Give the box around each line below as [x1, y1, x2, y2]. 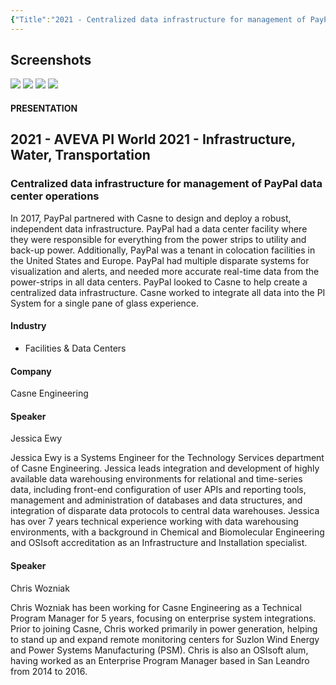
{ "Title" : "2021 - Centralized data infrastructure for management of [10, 14, 307, 25]
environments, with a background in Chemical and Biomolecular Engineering [10, 526, 325, 538]
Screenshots [10, 52, 92, 69]
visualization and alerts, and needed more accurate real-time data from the [10, 265, 320, 277]
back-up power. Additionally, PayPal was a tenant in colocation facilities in [10, 244, 316, 256]
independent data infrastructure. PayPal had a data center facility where [10, 222, 308, 235]
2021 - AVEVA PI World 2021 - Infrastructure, [10, 131, 296, 148]
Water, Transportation [10, 147, 151, 164]
